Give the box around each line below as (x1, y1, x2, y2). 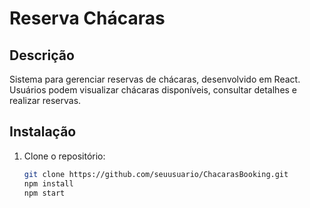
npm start (23, 188, 66, 198)
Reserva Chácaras (9, 7, 166, 30)
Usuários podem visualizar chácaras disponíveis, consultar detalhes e (9, 84, 298, 96)
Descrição (9, 47, 75, 64)
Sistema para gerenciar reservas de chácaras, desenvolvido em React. (9, 73, 301, 85)
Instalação (9, 123, 77, 141)
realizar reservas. (9, 95, 82, 106)
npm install (23, 178, 74, 189)
